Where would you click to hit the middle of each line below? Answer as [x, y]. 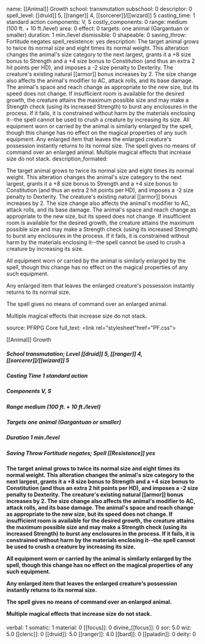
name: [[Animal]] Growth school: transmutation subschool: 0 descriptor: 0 [99, 9]
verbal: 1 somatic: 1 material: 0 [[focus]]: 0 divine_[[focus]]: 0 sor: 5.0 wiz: [99, 627]
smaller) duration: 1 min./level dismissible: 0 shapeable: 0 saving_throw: [96, 35]
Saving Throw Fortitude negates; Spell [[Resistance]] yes [81, 453]
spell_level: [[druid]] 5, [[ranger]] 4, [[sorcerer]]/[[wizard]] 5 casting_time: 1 [101, 15]
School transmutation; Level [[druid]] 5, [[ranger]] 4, [74, 354]
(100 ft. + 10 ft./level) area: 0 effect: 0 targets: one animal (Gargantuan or [98, 28]
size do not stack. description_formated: [57, 159]
